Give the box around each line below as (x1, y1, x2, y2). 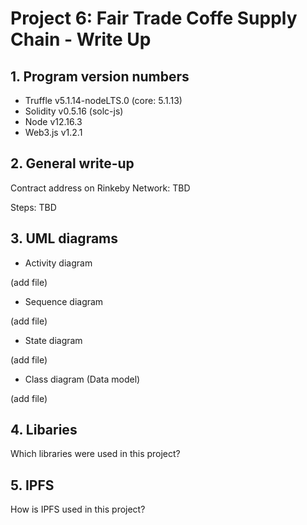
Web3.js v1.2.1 (24, 127, 83, 138)
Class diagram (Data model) (24, 373, 141, 385)
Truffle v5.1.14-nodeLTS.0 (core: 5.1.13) (24, 95, 183, 106)
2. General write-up (10, 155, 135, 172)
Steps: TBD (10, 201, 57, 213)
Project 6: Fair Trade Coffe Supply (10, 7, 298, 30)
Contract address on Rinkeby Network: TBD (10, 182, 191, 194)
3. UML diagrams (10, 230, 119, 247)
